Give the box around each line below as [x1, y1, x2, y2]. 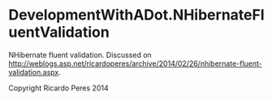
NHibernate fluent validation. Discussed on [8, 50, 152, 59]
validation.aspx [8, 67, 59, 77]
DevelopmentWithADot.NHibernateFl [8, 6, 266, 24]
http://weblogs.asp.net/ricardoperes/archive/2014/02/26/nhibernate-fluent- [8, 59, 262, 68]
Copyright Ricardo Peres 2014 [8, 83, 109, 93]
